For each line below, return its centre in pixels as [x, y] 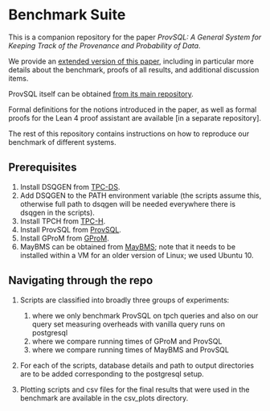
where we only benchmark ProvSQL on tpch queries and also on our [145, 315]
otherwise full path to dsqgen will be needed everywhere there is [127, 203]
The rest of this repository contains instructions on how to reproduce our [129, 134]
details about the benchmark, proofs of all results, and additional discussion [134, 69]
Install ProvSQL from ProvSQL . [71, 229]
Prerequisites [43, 168]
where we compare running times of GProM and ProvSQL [127, 341]
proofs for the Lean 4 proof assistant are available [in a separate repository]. [135, 117]
